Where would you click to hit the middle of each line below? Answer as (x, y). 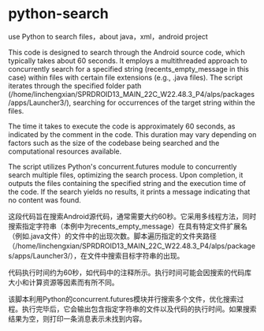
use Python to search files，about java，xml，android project (108, 36)
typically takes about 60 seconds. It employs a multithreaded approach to (128, 61)
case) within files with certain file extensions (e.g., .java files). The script (125, 77)
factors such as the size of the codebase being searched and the (114, 143)
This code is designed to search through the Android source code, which (127, 52)
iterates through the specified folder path (75, 86)
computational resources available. (65, 151)
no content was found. (45, 200)
